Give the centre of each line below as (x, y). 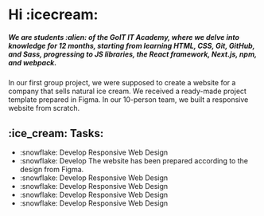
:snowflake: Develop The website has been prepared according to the (134, 160)
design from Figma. (52, 169)
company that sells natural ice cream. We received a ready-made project (127, 91)
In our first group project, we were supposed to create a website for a (122, 83)
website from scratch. (44, 108)
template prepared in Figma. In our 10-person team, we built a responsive (128, 100)
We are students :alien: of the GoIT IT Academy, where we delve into (124, 37)
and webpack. (33, 62)
